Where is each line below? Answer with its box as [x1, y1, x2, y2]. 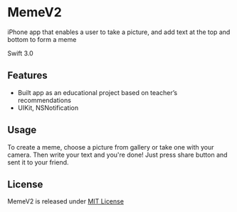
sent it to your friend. [7, 157, 69, 167]
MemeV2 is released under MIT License [7, 197, 125, 206]
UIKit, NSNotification [17, 104, 79, 112]
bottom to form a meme [7, 35, 77, 43]
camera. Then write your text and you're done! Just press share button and [7, 150, 228, 159]
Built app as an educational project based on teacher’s [17, 88, 178, 96]
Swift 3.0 [7, 49, 33, 57]
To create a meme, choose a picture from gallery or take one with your [7, 143, 214, 151]
